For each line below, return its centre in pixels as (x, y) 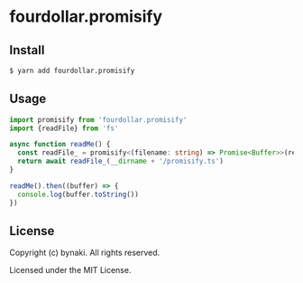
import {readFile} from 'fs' (64, 128)
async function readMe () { (60, 145)
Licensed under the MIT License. (70, 270)
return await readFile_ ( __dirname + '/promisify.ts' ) (120, 161)
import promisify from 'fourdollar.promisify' (98, 119)
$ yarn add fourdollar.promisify (72, 71)
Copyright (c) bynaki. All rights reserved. (85, 253)
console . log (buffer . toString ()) (78, 194)
